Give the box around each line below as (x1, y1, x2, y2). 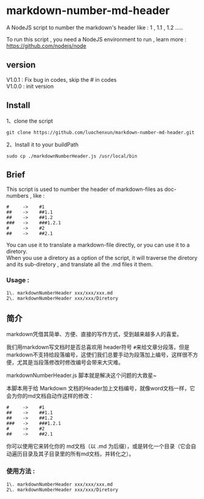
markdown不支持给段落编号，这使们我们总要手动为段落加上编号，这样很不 (6, 351, 193, 359)
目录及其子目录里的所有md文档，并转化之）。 (22, 450, 135, 458)
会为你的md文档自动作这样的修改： (6, 392, 94, 400)
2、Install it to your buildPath (6, 141, 79, 148)
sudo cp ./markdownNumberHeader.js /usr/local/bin (6, 153, 138, 159)
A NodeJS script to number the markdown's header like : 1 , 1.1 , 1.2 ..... (6, 24, 183, 31)
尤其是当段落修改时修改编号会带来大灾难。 (16, 359, 124, 366)
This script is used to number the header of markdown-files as (6, 185, 163, 193)
